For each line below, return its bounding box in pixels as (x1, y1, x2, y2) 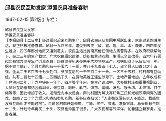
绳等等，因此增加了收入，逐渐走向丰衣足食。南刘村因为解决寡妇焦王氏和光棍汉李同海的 (5, 91, 158, 96)
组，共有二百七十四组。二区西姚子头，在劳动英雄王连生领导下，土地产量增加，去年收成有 (5, 75, 161, 80)
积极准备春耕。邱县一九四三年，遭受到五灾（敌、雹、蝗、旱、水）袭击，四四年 (19, 43, 158, 48)
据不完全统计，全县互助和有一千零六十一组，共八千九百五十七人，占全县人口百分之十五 (5, 64, 158, 69)
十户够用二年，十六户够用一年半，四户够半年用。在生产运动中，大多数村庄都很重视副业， (5, 80, 161, 85)
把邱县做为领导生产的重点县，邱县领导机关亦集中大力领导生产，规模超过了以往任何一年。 (5, 59, 161, 64)
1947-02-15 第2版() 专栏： (5, 16, 59, 23)
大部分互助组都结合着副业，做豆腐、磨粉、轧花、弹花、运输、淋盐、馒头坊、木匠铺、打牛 (5, 85, 161, 90)
